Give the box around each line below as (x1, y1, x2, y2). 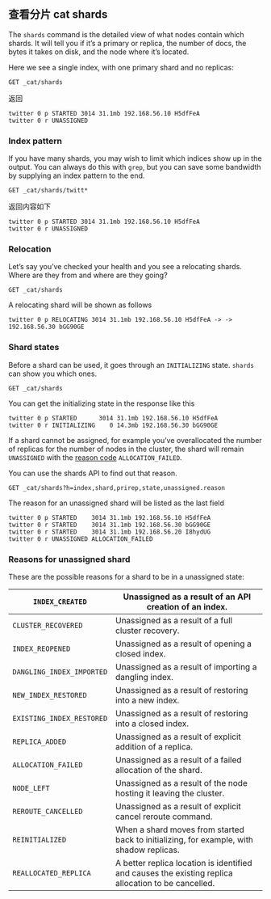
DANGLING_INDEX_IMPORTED (12, 668, 108, 677)
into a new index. (115, 694, 180, 706)
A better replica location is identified (115, 858, 252, 868)
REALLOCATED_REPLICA (12, 868, 91, 877)
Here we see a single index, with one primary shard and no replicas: (8, 62, 234, 72)
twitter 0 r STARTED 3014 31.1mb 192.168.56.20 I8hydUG (8, 528, 211, 536)
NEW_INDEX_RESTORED (12, 690, 87, 699)
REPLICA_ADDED (12, 737, 67, 746)
